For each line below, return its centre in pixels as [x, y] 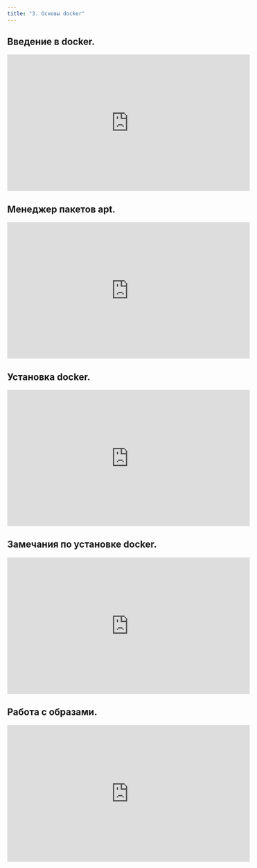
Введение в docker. [51, 42]
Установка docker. [49, 377]
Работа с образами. [52, 712]
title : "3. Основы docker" [46, 14]
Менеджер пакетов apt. [61, 209]
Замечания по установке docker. [82, 545]
